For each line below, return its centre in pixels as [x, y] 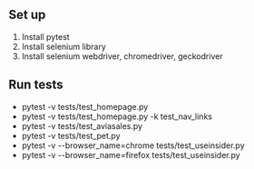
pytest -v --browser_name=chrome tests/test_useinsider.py [133, 145]
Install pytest [45, 36]
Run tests [36, 85]
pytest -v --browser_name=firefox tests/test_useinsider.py [131, 154]
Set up [27, 15]
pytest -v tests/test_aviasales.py [82, 125]
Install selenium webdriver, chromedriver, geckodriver [122, 56]
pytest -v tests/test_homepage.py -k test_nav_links [117, 116]
